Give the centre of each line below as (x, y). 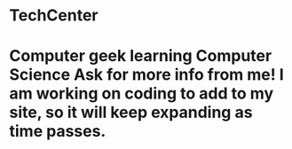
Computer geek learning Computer (141, 56)
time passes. (58, 132)
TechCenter (54, 16)
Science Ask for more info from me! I (146, 75)
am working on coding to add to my (142, 94)
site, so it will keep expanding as (131, 113)
